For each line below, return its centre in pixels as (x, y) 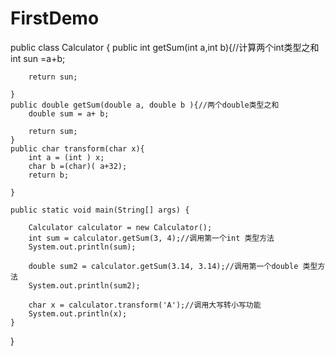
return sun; (53, 77)
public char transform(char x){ (77, 148)
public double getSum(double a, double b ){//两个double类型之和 (145, 105)
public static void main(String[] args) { (100, 210)
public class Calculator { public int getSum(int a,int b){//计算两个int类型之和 (165, 47)
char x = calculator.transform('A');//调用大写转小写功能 (145, 305)
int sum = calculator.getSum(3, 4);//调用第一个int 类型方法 (151, 238)
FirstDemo (55, 18)
